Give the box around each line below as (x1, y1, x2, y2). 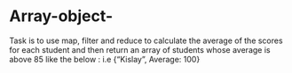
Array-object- (9, 6, 114, 26)
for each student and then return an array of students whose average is (9, 44, 271, 55)
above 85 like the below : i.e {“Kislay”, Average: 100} (9, 54, 201, 64)
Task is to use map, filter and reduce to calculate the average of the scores (9, 35, 283, 46)
